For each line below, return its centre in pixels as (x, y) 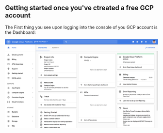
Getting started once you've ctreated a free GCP (79, 8)
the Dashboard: (21, 32)
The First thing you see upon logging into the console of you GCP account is (81, 27)
